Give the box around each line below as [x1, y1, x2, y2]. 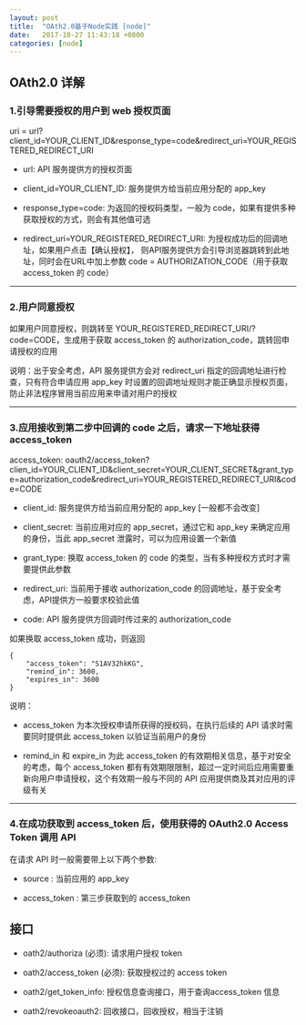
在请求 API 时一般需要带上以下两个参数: [9, 853, 158, 865]
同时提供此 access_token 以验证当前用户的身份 [30, 730, 207, 742]
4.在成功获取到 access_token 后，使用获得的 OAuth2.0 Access [9, 817, 289, 830]
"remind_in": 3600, [25, 666, 100, 676]
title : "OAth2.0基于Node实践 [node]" [9, 22, 152, 31]
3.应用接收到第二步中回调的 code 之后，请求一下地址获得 [9, 421, 260, 434]
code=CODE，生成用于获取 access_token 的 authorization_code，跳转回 [9, 334, 282, 346]
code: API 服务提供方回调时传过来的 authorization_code [22, 614, 232, 624]
